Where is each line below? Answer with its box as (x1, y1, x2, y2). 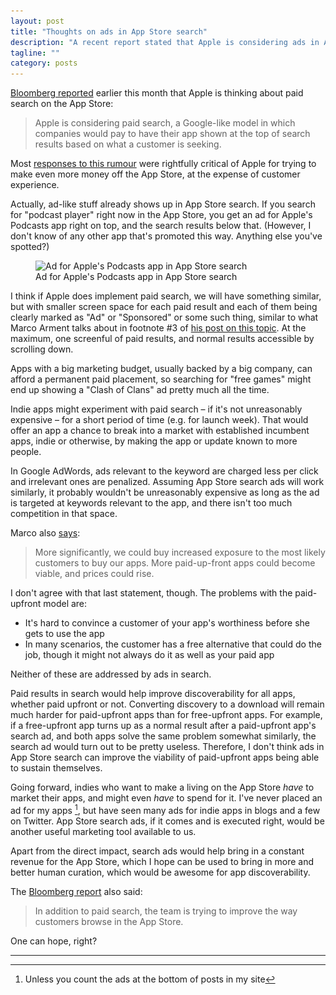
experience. (10, 179, 60, 191)
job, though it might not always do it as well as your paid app (24, 649, 275, 661)
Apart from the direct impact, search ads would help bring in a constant (10, 845, 305, 857)
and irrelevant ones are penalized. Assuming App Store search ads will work (10, 476, 325, 488)
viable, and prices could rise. (34, 568, 155, 580)
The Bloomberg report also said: (10, 885, 143, 897)
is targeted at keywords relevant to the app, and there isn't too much (10, 497, 293, 509)
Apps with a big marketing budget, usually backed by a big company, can (10, 363, 313, 375)
